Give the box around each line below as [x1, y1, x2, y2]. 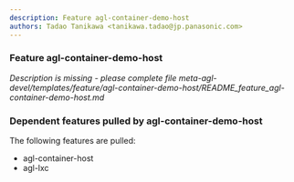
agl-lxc [22, 163, 49, 174]
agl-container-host [22, 153, 94, 164]
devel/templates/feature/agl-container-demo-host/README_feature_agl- [9, 82, 285, 93]
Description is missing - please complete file [9, 72, 177, 83]
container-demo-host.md [9, 92, 105, 103]
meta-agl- [178, 72, 217, 83]
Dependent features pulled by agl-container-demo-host [9, 115, 263, 127]
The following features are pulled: [9, 136, 136, 147]
